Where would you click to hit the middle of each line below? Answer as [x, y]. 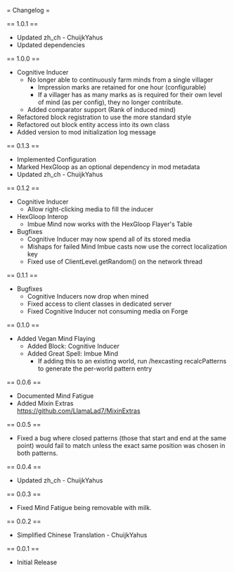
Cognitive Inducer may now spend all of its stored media [109, 239]
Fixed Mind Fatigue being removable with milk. [84, 508]
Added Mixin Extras [45, 403]
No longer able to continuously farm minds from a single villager [120, 80]
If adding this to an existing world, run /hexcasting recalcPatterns [132, 361]
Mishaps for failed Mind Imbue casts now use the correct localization [127, 247]
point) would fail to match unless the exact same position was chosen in [121, 446]
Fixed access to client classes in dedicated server [99, 304]
